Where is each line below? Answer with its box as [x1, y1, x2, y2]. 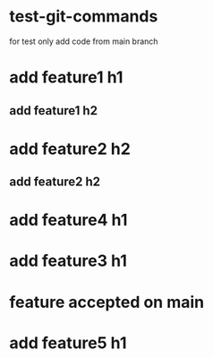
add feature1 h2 [9, 103, 98, 118]
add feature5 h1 [9, 333, 127, 353]
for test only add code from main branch [9, 36, 158, 47]
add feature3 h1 [9, 251, 128, 271]
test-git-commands [9, 6, 158, 27]
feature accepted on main [9, 292, 205, 312]
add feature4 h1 [9, 210, 128, 230]
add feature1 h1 [9, 67, 124, 88]
